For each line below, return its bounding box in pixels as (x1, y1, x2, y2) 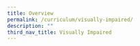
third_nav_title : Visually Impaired (7, 28, 112, 36)
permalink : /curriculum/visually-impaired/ (7, 16, 134, 23)
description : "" (7, 22, 54, 29)
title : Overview (7, 9, 54, 17)
